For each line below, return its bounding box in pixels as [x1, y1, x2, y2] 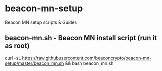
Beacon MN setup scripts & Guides [5, 19, 77, 25]
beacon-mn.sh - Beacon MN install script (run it [5, 34, 157, 42]
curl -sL [5, 55, 21, 61]
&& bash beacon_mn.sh [65, 60, 114, 66]
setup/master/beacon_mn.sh [5, 60, 64, 66]
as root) [5, 42, 30, 50]
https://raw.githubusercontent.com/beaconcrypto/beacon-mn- [22, 55, 152, 61]
